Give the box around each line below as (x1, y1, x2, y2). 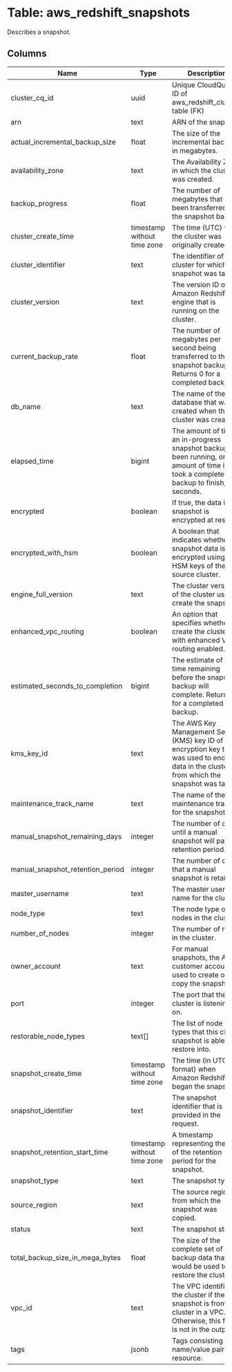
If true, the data (171, 497, 222, 507)
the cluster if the (171, 1290, 225, 1299)
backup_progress (10, 199, 68, 208)
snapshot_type (10, 1176, 59, 1185)
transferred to (171, 351, 217, 361)
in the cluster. (171, 933, 216, 942)
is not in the (171, 1324, 210, 1334)
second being (171, 342, 217, 352)
